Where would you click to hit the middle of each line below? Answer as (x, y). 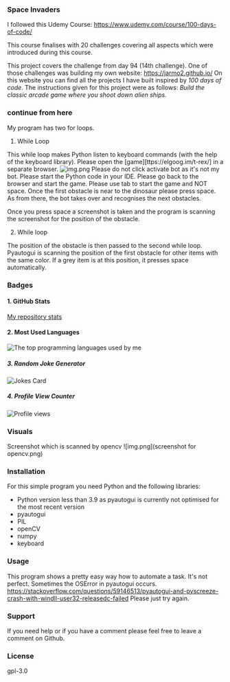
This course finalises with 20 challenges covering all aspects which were (110, 45)
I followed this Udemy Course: (50, 25)
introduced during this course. (50, 52)
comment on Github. (36, 638)
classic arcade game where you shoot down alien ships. (87, 95)
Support (21, 616)
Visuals (20, 431)
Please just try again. (160, 598)
